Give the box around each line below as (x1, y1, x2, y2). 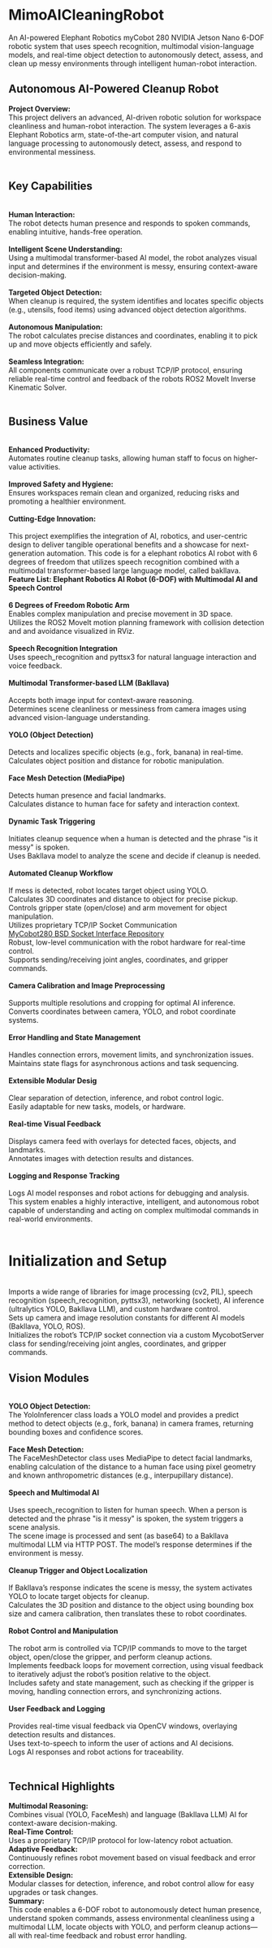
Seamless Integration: (8, 356, 85, 366)
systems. (8, 1015, 39, 1025)
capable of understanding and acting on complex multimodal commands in (8, 1206, 259, 1216)
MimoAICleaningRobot (8, 6, 165, 24)
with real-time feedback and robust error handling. (17, 1930, 188, 1940)
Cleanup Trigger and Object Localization (8, 1566, 148, 1575)
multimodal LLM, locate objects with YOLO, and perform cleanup (8, 1922, 225, 1932)
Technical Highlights (8, 1780, 115, 1793)
